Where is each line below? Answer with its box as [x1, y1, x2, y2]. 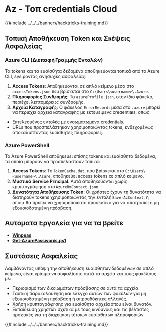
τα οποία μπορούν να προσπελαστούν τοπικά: [5, 158, 100, 164]
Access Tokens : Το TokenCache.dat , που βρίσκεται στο [12, 167, 125, 174]
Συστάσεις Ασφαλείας [5, 252, 78, 261]
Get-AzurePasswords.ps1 [12, 237, 66, 243]
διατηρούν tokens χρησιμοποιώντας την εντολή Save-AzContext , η [12, 194, 149, 200]
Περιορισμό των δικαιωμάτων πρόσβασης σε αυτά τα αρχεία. [12, 285, 140, 291]
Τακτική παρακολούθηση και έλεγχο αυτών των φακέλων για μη [12, 290, 147, 296]
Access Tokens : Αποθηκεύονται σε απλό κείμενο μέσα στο [12, 83, 134, 89]
